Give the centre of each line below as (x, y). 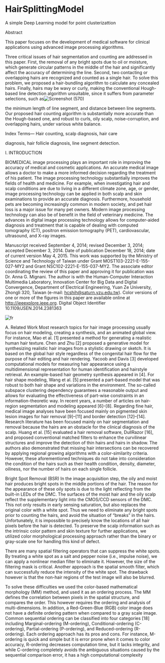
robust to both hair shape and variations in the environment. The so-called (81, 385)
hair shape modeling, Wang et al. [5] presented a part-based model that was (82, 380)
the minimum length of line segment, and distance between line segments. (81, 108)
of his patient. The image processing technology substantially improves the (81, 178)
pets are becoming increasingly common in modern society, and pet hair (79, 204)
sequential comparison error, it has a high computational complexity (74, 655)
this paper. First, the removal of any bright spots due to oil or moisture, (77, 62)
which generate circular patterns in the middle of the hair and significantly (80, 67)
